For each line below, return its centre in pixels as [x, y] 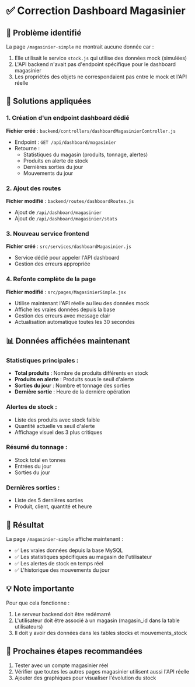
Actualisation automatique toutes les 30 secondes [75, 322]
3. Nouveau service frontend [48, 233]
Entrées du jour [33, 466]
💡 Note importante [40, 589]
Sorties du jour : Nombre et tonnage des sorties [72, 386]
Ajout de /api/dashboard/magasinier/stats [66, 218]
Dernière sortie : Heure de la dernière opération [72, 392]
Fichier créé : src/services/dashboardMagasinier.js [69, 246]
